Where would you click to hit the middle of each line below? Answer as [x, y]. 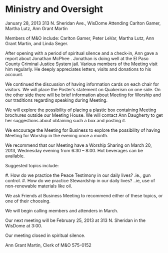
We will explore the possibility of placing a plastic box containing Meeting [81, 110]
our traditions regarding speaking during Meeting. [56, 100]
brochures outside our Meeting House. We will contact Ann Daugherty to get [84, 115]
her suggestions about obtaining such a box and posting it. [66, 120]
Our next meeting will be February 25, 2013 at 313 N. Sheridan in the [75, 220]
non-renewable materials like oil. [39, 186]
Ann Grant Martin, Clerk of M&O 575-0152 [48, 245]
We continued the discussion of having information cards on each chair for [82, 84]
